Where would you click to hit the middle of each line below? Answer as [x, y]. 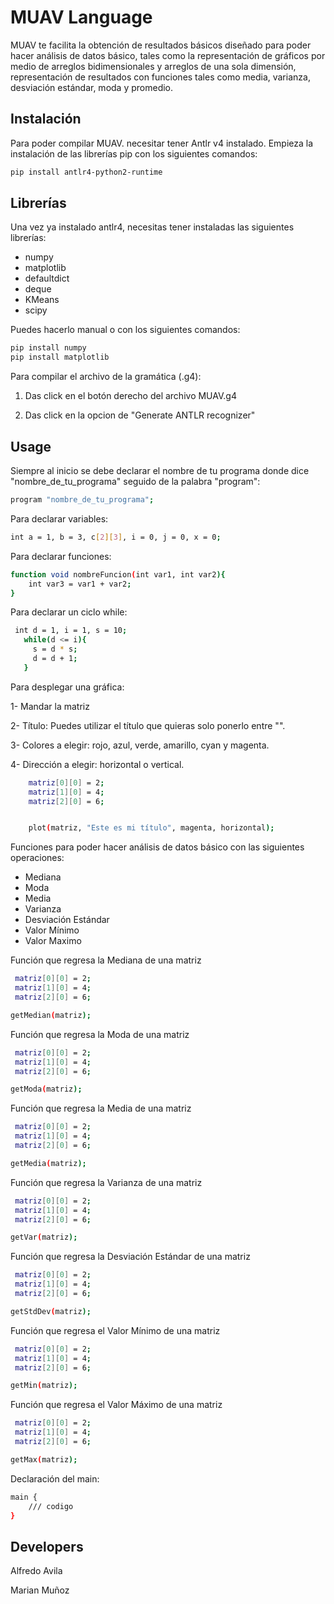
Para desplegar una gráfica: [67, 687]
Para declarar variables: [59, 518]
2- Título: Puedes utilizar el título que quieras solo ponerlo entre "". [148, 725]
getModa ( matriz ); [46, 1089]
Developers [47, 1546]
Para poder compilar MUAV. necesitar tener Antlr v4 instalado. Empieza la [162, 143]
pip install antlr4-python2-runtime [86, 172]
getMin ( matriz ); [44, 1386]
